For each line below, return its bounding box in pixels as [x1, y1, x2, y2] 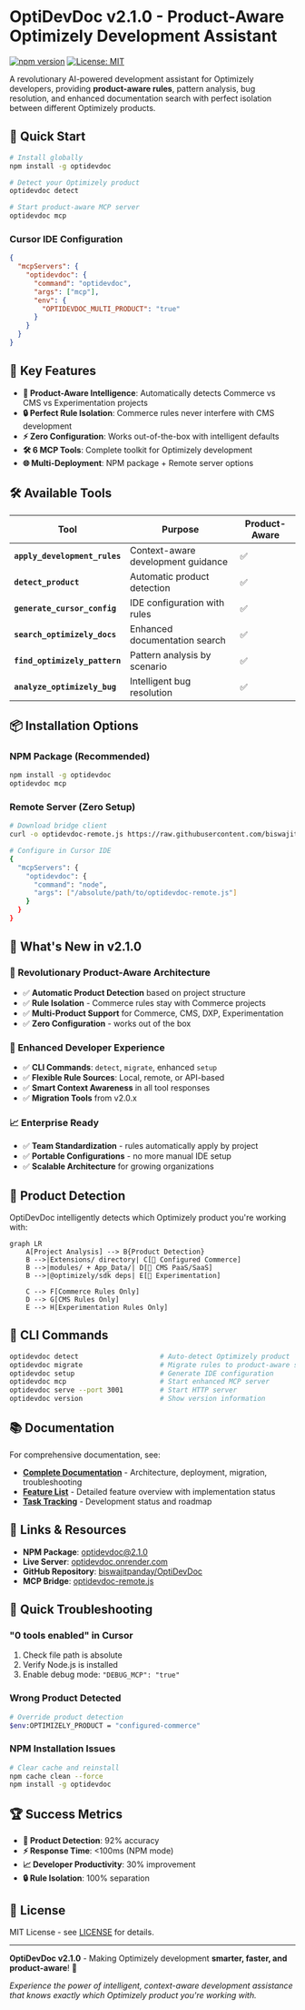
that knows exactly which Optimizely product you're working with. [9, 1989, 257, 2000]
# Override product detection [9, 1712, 124, 1721]
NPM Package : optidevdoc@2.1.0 [22, 1546, 148, 1558]
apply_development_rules [14, 551, 122, 561]
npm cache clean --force [9, 1771, 103, 1781]
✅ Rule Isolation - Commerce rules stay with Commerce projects [22, 997, 266, 1008]
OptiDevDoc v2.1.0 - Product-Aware [9, 6, 284, 27]
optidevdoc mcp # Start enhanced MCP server [9, 1377, 271, 1386]
